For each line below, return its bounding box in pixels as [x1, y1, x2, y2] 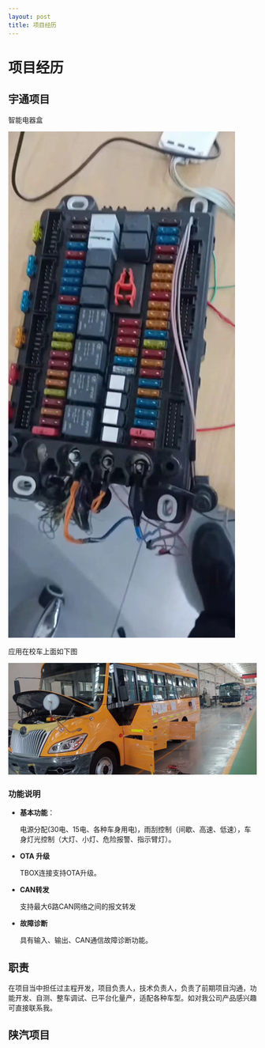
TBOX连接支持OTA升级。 [19, 868, 101, 878]
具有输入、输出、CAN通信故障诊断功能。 [19, 936, 152, 945]
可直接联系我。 [8, 1003, 57, 1012]
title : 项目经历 [8, 21, 57, 29]
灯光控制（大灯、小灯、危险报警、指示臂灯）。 [26, 834, 176, 844]
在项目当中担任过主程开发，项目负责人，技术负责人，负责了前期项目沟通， [8, 983, 250, 993]
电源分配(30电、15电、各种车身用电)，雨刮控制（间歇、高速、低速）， [19, 825, 244, 834]
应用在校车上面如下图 [8, 646, 77, 656]
